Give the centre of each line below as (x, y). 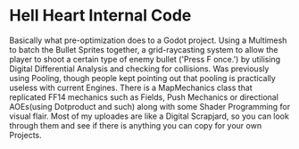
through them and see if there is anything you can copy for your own (135, 125)
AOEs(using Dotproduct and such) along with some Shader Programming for (150, 106)
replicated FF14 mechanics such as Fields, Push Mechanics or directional (144, 97)
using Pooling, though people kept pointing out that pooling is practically (143, 78)
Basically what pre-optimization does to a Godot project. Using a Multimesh (148, 40)
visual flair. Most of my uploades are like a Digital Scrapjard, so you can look (149, 116)
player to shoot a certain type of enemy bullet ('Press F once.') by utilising (145, 59)
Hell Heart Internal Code (100, 16)
